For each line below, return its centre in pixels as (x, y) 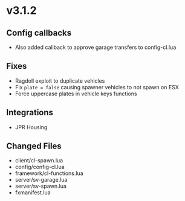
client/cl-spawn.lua (39, 161)
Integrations (30, 113)
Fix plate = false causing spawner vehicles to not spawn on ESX (97, 87)
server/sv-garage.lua (41, 180)
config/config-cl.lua (40, 167)
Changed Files (34, 146)
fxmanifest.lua (33, 193)
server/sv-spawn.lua (41, 186)
